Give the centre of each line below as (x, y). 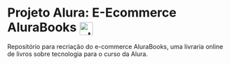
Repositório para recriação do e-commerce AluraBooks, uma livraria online (115, 47)
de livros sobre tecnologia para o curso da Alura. (78, 54)
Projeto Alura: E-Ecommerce (92, 13)
